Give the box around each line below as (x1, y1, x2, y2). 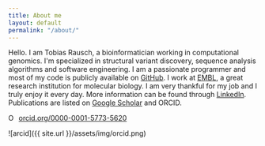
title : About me (8, 11, 62, 20)
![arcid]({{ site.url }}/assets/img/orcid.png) (8, 129, 146, 138)
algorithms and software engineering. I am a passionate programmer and (8, 65, 247, 74)
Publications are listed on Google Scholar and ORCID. (8, 98, 182, 107)
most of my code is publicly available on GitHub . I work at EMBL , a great (8, 73, 244, 83)
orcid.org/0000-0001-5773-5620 (18, 114, 127, 123)
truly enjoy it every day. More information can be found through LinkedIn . (8, 90, 247, 99)
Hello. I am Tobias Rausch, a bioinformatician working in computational (8, 48, 240, 58)
